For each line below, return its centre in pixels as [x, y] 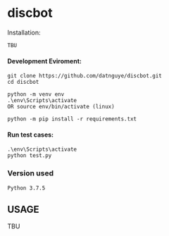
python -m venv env [36, 94]
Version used [31, 173]
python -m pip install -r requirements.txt [72, 119]
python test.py [30, 156]
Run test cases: [31, 135]
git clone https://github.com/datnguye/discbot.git [84, 76]
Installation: [24, 32]
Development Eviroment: [45, 61]
